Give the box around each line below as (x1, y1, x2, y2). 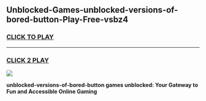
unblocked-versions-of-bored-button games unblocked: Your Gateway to (6, 81, 198, 88)
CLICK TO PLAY (6, 33, 54, 42)
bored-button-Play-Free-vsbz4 (6, 15, 129, 25)
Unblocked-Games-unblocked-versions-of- (6, 5, 178, 15)
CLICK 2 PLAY (6, 56, 49, 64)
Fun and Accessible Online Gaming (6, 88, 97, 95)
